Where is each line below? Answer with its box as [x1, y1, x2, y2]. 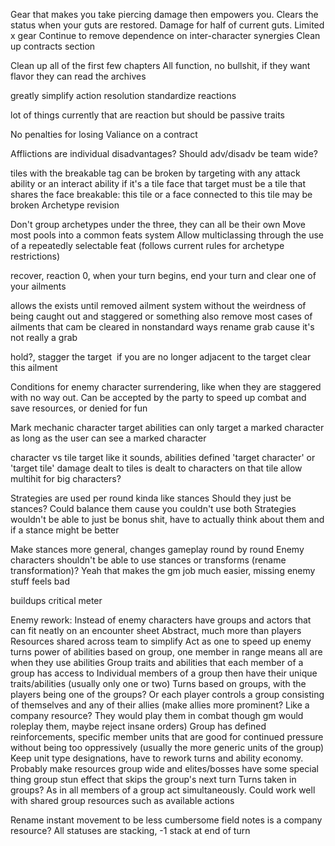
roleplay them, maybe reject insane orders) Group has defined [10, 720, 267, 732]
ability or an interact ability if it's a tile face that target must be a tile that [10, 178, 307, 189]
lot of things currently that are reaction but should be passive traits [10, 109, 285, 121]
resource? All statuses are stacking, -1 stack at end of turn [10, 825, 251, 836]
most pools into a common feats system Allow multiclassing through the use [10, 229, 325, 241]
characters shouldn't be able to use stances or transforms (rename [10, 554, 287, 566]
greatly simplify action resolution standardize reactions [10, 90, 237, 101]
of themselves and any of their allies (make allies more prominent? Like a [10, 699, 310, 711]
